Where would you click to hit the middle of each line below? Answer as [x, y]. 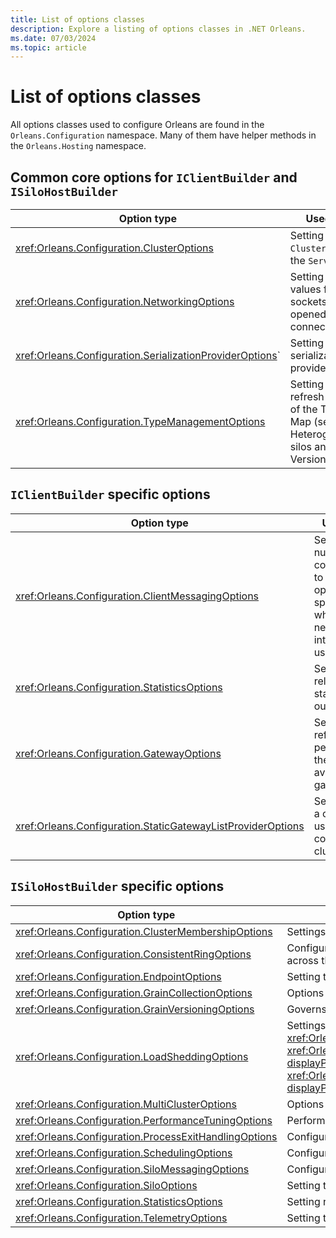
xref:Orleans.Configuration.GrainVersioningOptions [135, 1009]
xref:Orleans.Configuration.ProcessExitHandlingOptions [146, 1136]
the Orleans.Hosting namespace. [78, 146]
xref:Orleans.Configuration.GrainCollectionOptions [134, 993]
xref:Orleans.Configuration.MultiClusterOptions [126, 1104]
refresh [307, 396]
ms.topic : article [48, 47]
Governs [306, 1009]
